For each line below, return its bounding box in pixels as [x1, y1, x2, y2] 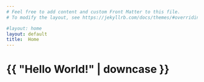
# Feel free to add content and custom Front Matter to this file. [6, 8, 181, 15]
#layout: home [6, 25, 42, 31]
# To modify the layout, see [6, 14, 80, 20]
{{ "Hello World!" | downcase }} [6, 63, 170, 76]
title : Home [6, 37, 39, 43]
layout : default [6, 31, 47, 37]
